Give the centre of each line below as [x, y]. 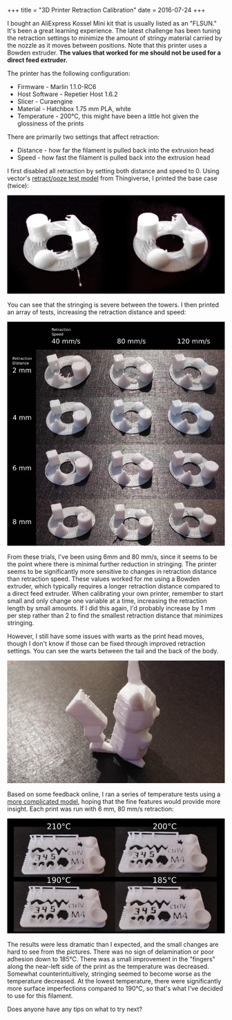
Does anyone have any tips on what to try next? [75, 1009]
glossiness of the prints [50, 123]
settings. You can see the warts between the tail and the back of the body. [113, 651]
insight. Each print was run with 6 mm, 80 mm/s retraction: [90, 809]
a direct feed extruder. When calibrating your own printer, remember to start [115, 594]
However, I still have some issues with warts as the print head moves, [106, 636]
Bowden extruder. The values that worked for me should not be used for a [114, 52]
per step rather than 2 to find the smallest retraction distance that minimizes [115, 616]
